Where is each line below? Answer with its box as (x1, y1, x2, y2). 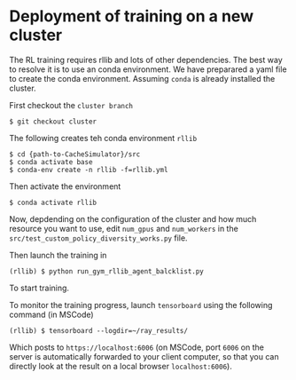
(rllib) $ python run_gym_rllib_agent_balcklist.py (9, 266, 204, 276)
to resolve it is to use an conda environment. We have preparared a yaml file (9, 64, 287, 75)
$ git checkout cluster (9, 117, 97, 126)
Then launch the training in (9, 249, 107, 260)
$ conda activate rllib (9, 198, 97, 207)
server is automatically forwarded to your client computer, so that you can (9, 351, 279, 361)
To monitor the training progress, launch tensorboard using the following (9, 299, 273, 310)
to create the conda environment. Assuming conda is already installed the (9, 73, 276, 83)
